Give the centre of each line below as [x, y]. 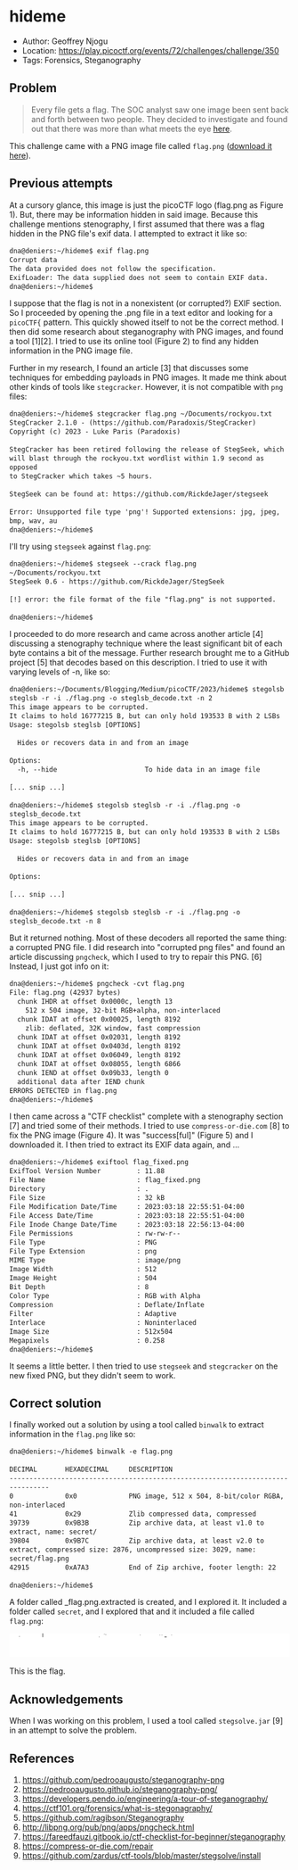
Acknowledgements [66, 1699]
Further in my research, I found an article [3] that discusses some [129, 368]
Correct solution [56, 1403]
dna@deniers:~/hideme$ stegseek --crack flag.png [103, 564]
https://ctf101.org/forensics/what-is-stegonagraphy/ [117, 1808]
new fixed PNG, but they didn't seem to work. [93, 1375]
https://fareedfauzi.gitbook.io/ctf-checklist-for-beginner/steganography [154, 1837]
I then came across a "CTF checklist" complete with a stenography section [146, 1116]
